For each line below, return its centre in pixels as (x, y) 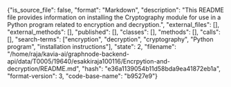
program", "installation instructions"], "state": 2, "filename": (92, 47)
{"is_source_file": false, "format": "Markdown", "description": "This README (116, 10)
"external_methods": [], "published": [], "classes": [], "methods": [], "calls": (114, 32)
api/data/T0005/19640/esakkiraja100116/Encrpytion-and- (89, 61)
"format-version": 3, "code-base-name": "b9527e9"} (82, 76)
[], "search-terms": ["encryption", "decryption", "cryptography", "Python (110, 39)
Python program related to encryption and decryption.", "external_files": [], (113, 25)
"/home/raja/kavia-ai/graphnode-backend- (68, 54)
